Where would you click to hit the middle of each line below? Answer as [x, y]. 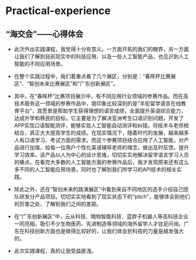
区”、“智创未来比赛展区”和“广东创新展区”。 [66, 84]
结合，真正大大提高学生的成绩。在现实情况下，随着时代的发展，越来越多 [101, 133]
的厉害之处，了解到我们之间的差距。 [58, 204]
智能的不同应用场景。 [40, 64]
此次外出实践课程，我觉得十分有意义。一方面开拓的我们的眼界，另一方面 [101, 49]
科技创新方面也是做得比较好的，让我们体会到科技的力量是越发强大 [104, 231]
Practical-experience [58, 11]
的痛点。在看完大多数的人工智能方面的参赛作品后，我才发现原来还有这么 [101, 162]
